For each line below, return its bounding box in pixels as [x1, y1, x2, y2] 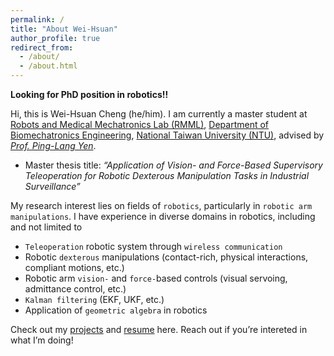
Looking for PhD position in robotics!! [10, 89, 169, 100]
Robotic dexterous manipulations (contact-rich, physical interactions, [24, 251, 309, 263]
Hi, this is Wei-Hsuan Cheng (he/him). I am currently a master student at [10, 108, 308, 120]
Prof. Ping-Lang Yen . [10, 140, 97, 151]
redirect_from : [10, 42, 74, 53]
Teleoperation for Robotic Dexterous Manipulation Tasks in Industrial [24, 170, 310, 181]
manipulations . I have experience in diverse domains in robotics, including [10, 211, 316, 222]
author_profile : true [10, 33, 101, 43]
